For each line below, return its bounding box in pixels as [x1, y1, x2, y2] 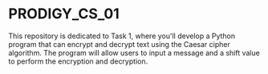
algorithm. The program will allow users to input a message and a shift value [8, 48, 261, 57]
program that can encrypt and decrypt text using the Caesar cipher [8, 39, 230, 49]
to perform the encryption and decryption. [8, 56, 148, 66]
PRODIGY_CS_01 [8, 5, 120, 23]
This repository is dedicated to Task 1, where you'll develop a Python [8, 31, 236, 41]
